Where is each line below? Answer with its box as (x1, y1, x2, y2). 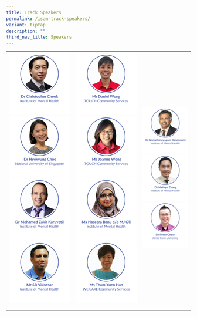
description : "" (6, 28, 46, 34)
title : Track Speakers (6, 9, 62, 15)
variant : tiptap (6, 22, 46, 28)
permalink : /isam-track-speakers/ (6, 15, 91, 22)
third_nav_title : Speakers (6, 34, 72, 41)
